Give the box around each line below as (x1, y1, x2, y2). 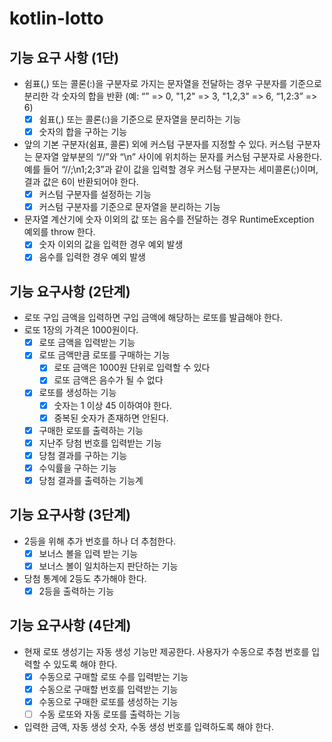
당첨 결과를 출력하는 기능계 (38, 474, 144, 486)
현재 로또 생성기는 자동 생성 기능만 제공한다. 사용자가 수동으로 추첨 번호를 (23, 645, 310, 657)
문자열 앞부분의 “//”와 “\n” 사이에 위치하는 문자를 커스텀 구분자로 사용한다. (34, 151, 323, 163)
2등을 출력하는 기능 (38, 585, 115, 597)
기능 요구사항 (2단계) (9, 283, 131, 300)
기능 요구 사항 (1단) (9, 49, 120, 66)
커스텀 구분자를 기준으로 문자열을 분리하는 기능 (38, 201, 221, 213)
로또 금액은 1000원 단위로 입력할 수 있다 (53, 362, 211, 374)
